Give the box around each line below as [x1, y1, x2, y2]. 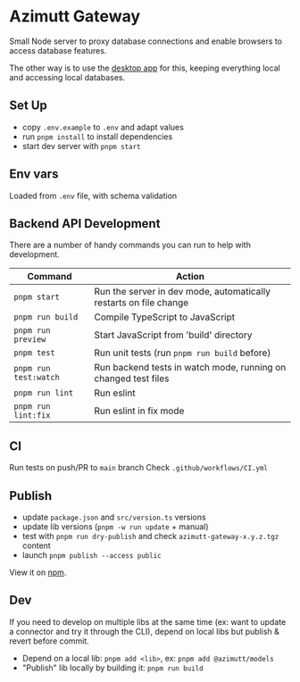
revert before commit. [9, 636, 89, 646]
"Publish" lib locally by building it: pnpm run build [21, 662, 204, 673]
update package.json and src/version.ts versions [21, 511, 207, 522]
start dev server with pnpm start [21, 140, 141, 151]
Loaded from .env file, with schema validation [9, 190, 178, 201]
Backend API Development [9, 216, 161, 231]
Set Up [9, 98, 47, 113]
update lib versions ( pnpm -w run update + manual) [21, 521, 209, 532]
